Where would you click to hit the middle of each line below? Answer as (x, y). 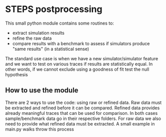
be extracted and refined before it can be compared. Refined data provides (82, 108)
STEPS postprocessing (54, 9)
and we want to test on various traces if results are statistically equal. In (79, 64)
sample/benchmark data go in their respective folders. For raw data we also (83, 118)
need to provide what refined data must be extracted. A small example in (80, 123)
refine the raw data (32, 38)
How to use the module (42, 91)
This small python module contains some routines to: (59, 23)
